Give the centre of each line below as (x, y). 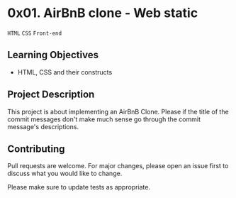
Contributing (36, 149)
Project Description (51, 95)
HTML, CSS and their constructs (65, 72)
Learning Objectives (53, 55)
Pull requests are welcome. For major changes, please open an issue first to (118, 166)
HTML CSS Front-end (35, 33)
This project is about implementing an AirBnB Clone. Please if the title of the (118, 111)
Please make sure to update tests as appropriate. (79, 187)
